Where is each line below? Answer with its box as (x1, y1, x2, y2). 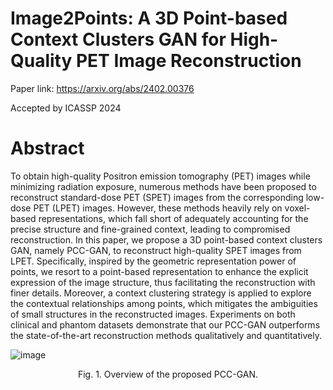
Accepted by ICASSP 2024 (10, 102, 122, 114)
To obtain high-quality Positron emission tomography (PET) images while (10, 170, 311, 182)
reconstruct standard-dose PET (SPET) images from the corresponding (10, 191, 304, 203)
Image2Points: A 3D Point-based (10, 7, 288, 30)
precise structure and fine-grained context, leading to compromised (10, 223, 291, 235)
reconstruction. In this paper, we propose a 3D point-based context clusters (10, 233, 323, 246)
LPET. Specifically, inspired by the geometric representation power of (10, 255, 297, 267)
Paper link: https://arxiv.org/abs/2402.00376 (10, 82, 195, 94)
